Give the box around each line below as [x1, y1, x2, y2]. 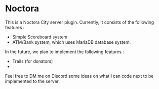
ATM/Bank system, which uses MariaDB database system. [12, 39, 131, 45]
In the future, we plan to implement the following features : [5, 49, 124, 55]
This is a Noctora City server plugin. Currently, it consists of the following [5, 19, 154, 25]
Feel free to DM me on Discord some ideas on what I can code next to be [5, 73, 154, 79]
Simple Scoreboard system [12, 34, 68, 40]
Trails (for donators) [12, 58, 53, 64]
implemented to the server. [5, 78, 60, 84]
